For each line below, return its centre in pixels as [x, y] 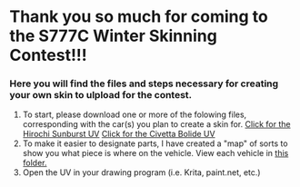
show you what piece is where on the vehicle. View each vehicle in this [155, 153]
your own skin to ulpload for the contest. [101, 95]
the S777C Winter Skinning [114, 36]
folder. [35, 163]
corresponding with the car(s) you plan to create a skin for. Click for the [156, 124]
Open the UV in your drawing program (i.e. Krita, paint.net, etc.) [141, 172]
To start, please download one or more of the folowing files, [135, 114]
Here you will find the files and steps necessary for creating [144, 84]
